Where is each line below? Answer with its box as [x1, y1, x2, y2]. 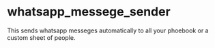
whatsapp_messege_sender [7, 4, 171, 20]
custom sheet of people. [7, 33, 76, 41]
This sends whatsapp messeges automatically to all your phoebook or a [7, 26, 209, 34]
